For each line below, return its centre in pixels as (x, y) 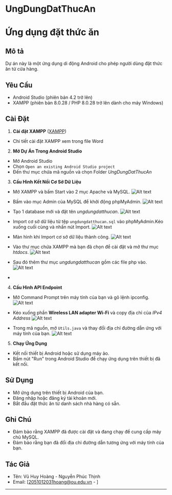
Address (21, 318)
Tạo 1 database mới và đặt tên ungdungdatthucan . (66, 211)
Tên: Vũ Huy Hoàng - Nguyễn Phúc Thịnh (57, 477)
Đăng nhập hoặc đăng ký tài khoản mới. (55, 398)
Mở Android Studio (33, 161)
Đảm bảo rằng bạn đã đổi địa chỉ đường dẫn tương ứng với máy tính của (88, 443)
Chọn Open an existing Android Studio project (64, 166)
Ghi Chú (18, 419)
